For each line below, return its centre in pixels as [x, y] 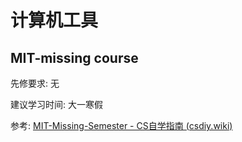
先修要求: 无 [35, 83]
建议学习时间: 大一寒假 [56, 104]
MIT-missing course [74, 57]
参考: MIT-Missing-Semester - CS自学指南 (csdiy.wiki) [121, 125]
